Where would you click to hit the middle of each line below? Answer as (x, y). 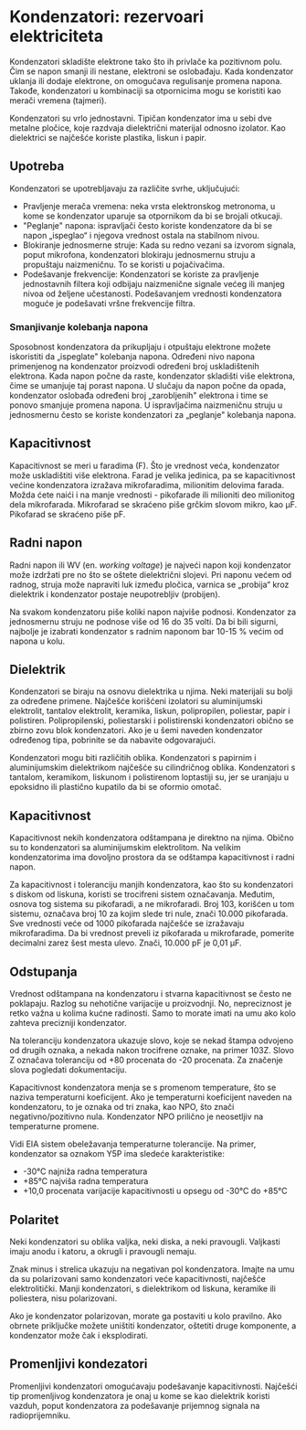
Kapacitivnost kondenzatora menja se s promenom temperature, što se (143, 1088)
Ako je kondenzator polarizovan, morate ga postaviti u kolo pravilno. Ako (146, 1316)
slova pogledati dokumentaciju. (69, 1070)
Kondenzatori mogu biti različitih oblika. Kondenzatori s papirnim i (133, 758)
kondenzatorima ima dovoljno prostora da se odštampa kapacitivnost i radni (152, 858)
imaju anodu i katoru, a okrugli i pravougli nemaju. (103, 1251)
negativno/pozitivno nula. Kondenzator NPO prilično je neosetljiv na (137, 1116)
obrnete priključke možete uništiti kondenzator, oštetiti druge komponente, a (153, 1325)
